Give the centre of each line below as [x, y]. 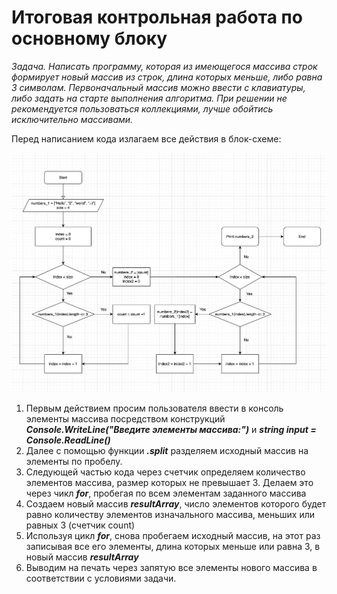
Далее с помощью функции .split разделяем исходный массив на [167, 450]
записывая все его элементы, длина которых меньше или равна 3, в [173, 546]
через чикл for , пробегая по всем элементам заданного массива [166, 493]
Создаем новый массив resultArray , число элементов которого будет [176, 503]
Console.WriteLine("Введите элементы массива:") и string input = [171, 429]
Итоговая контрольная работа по [157, 17]
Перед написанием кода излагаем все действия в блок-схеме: [146, 138]
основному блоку [89, 38]
